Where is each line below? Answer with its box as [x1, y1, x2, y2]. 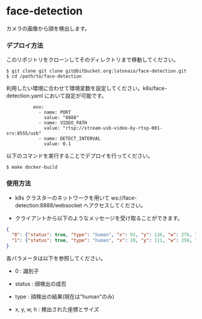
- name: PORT [38, 109, 71, 115]
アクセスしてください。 [88, 201, 146, 208]
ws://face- [111, 194, 137, 201]
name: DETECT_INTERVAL [44, 136, 101, 142]
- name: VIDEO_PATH [38, 120, 87, 126]
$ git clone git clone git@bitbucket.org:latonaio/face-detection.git [6, 68, 187, 74]
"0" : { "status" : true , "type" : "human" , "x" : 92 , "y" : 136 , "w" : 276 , [11, 232, 192, 238]
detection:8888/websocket [14, 201, 82, 208]
